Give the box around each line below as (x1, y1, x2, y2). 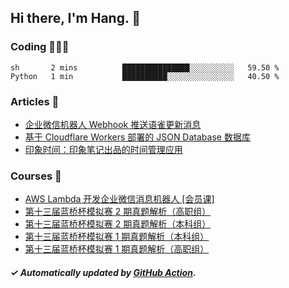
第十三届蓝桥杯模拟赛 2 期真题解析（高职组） (24, 206, 212, 218)
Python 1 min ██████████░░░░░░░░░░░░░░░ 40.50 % (10, 71, 280, 81)
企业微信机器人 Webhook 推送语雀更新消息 (24, 118, 202, 130)
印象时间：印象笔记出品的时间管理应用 (24, 143, 183, 155)
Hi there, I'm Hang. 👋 (10, 10, 142, 27)
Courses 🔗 (10, 169, 62, 183)
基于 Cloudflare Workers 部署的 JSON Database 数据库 (24, 131, 251, 143)
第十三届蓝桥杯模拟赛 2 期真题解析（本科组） (24, 218, 212, 230)
